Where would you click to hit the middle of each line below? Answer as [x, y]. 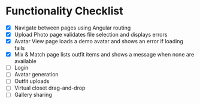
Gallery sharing [33, 95]
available [25, 61]
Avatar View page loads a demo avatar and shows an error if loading [99, 41]
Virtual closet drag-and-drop [50, 88]
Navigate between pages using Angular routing [72, 28]
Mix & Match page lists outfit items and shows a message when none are [104, 55]
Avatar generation [36, 75]
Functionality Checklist [64, 11]
